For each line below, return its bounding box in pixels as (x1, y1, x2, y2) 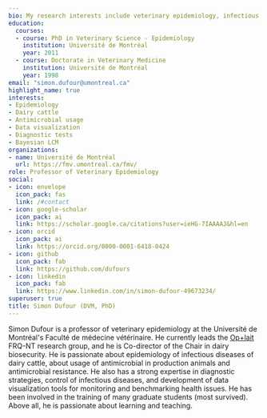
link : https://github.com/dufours (15, 265, 130, 273)
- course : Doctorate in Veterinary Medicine (15, 57, 166, 65)
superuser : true (8, 295, 62, 303)
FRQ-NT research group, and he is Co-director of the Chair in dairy (8, 341, 229, 351)
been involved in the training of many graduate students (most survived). (8, 392, 249, 401)
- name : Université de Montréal (8, 153, 116, 161)
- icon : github (8, 250, 59, 258)
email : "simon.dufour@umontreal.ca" (8, 78, 130, 86)
